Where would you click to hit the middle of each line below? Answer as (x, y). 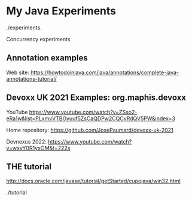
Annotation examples (47, 58)
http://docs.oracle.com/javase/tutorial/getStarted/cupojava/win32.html (93, 181)
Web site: (18, 72)
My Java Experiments (61, 11)
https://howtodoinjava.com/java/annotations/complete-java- (105, 72)
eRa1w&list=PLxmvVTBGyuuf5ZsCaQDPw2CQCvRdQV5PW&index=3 (91, 118)
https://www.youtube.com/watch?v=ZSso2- (83, 112)
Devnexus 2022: (26, 141)
